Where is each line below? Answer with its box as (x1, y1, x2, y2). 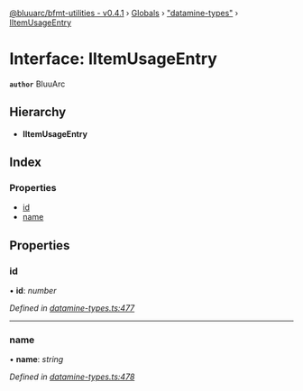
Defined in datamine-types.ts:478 (9, 371, 135, 382)
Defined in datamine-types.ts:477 (9, 303, 135, 314)
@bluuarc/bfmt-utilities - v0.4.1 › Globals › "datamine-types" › (9, 8, 239, 18)
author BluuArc (9, 78, 66, 89)
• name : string (9, 354, 64, 365)
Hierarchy (9, 105, 67, 120)
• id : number (9, 286, 57, 296)
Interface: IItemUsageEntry (9, 49, 218, 69)
